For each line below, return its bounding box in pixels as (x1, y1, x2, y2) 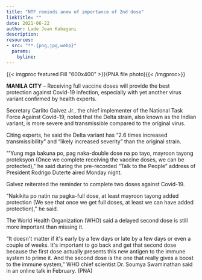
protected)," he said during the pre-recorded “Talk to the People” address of (6, 162, 196, 169)
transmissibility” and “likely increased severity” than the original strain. (6, 137, 182, 145)
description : (6, 31, 39, 37)
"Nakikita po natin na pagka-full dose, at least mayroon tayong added (6, 192, 179, 200)
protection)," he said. (6, 205, 58, 212)
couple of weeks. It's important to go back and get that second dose (6, 241, 177, 249)
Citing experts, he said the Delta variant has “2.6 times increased (6, 131, 168, 138)
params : (11, 48, 31, 54)
